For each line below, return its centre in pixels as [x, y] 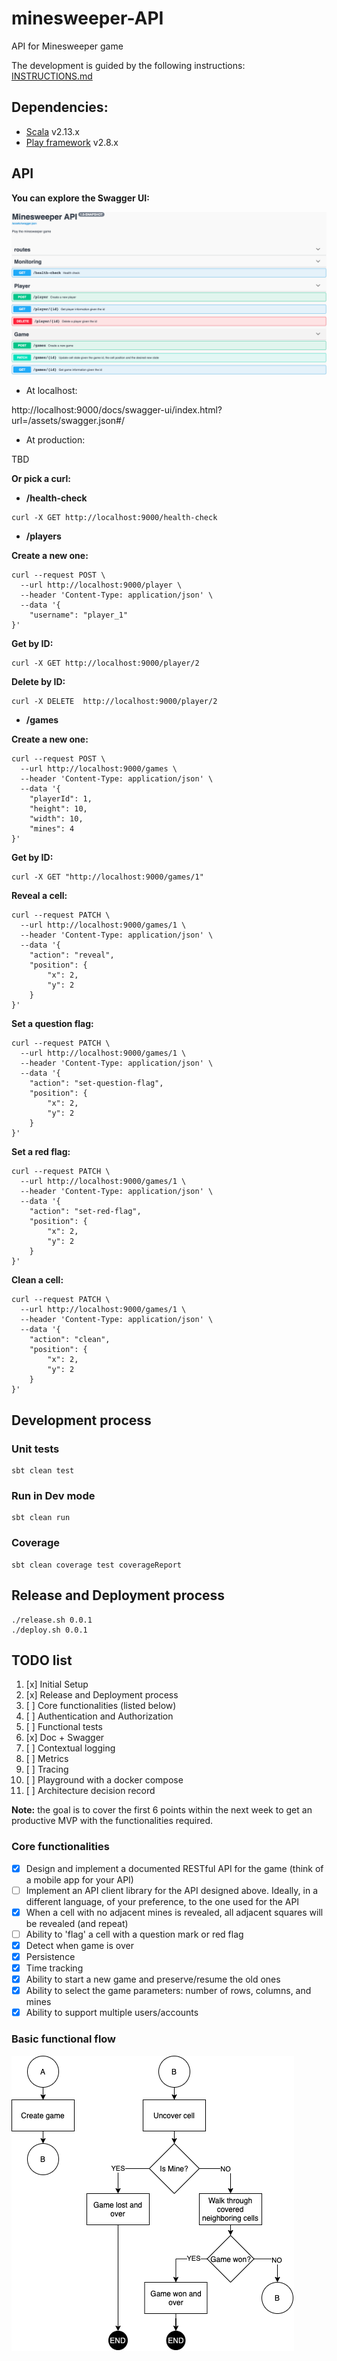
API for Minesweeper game [67, 46]
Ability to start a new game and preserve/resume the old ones [153, 1979]
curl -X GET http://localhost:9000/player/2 [105, 663]
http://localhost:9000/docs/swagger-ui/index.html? [117, 410]
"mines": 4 [52, 829]
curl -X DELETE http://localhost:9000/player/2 [114, 702]
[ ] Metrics [47, 1759]
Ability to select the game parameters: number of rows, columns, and [168, 1991]
